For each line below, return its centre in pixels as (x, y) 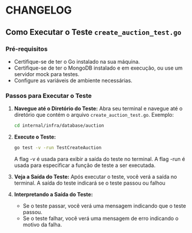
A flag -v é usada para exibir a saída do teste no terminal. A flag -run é (100, 159)
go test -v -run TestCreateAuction (58, 148)
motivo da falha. (42, 224)
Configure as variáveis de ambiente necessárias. (73, 80)
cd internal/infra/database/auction (59, 126)
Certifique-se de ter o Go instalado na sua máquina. (77, 61)
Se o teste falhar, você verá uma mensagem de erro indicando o (101, 218)
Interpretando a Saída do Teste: (53, 194)
